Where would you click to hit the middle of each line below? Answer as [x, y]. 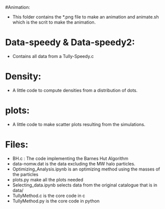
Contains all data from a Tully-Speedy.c [53, 56]
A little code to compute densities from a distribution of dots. [75, 90]
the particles [25, 174]
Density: [23, 76]
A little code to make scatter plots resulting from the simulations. [79, 124]
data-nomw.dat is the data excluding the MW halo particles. [74, 163]
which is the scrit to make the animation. [54, 22]
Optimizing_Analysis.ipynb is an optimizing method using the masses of [86, 169]
